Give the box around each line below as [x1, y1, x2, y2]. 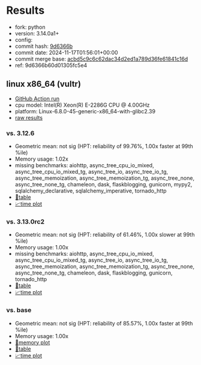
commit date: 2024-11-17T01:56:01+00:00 [14, 49, 118, 56]
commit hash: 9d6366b [14, 43, 73, 50]
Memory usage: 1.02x [14, 155, 69, 162]
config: [14, 36, 33, 43]
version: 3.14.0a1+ [14, 29, 59, 37]
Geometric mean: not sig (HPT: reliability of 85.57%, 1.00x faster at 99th [14, 319, 193, 327]
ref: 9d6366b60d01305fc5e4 [14, 61, 88, 69]
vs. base [6, 306, 32, 315]
